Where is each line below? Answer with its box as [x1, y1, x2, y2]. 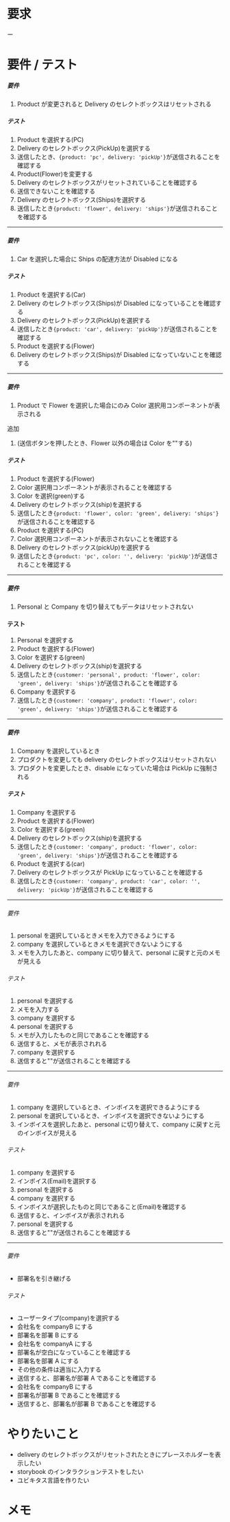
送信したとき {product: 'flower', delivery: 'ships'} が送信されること [16, 204, 218, 213]
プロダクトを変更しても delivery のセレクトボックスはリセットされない [16, 756, 217, 764]
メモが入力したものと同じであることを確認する [16, 1031, 149, 1039]
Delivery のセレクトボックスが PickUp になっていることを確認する [16, 868, 203, 876]
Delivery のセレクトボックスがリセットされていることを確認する [16, 179, 199, 187]
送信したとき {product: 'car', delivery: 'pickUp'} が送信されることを [16, 325, 218, 333]
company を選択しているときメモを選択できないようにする [16, 940, 183, 949]
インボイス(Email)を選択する [16, 1177, 97, 1185]
